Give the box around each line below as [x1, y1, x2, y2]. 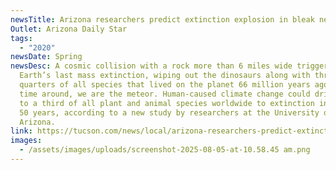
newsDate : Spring [10, 52, 83, 62]
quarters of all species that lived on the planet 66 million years [19, 80, 311, 90]
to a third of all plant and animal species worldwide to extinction [19, 98, 315, 108]
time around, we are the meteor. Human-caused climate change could [19, 89, 311, 99]
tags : [10, 33, 33, 43]
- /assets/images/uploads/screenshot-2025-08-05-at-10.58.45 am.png [19, 145, 311, 155]
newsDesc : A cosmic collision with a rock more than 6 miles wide [10, 61, 293, 71]
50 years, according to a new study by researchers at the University [19, 107, 320, 118]
